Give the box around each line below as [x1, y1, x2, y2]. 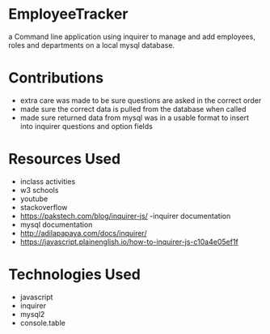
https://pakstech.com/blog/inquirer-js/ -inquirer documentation [19, 211, 231, 221]
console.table [19, 318, 66, 328]
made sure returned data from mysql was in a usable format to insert [19, 113, 249, 122]
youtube [19, 194, 49, 203]
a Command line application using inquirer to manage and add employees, [8, 32, 256, 41]
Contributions [8, 69, 103, 88]
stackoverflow [19, 202, 68, 212]
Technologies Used [8, 265, 141, 284]
